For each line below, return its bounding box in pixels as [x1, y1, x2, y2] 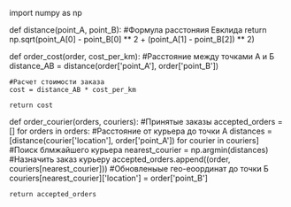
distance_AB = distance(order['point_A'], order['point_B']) [9, 61, 219, 71]
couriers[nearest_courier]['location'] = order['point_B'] [9, 172, 208, 183]
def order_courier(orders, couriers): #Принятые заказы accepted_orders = [9, 117, 283, 126]
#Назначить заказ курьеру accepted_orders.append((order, [9, 154, 231, 165]
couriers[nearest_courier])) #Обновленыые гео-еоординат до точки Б [9, 164, 270, 173]
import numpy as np [9, 8, 82, 18]
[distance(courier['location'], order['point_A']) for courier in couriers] [9, 135, 259, 145]
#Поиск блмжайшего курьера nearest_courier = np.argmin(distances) [9, 145, 269, 155]
